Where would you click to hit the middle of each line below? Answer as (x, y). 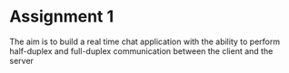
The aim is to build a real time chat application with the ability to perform (144, 41)
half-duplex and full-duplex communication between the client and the (141, 50)
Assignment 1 (62, 17)
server (22, 60)
